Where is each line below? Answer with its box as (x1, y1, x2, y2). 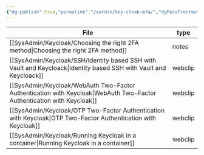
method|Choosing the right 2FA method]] (9, 46, 127, 55)
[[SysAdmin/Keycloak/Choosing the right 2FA (9, 38, 140, 47)
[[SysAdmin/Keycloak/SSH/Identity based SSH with (9, 56, 157, 64)
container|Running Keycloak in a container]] (9, 139, 135, 147)
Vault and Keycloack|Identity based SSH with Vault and (9, 63, 166, 72)
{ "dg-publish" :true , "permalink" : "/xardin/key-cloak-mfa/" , (6, 9, 159, 15)
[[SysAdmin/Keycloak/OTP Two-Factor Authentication (9, 106, 165, 114)
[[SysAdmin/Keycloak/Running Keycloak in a (9, 131, 137, 140)
